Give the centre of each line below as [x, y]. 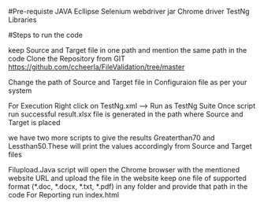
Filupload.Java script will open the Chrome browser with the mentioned [124, 170]
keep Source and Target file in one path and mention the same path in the [128, 50]
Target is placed [34, 122]
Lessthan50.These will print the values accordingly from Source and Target [130, 146]
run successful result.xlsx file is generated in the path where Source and [126, 114]
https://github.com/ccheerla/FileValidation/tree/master [97, 67]
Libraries [22, 20]
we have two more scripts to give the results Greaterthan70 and [112, 138]
